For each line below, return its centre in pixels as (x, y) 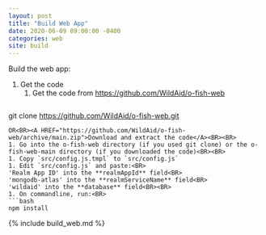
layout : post (30, 16)
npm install (28, 208)
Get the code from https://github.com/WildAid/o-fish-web (128, 93)
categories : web (36, 38)
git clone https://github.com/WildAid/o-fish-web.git (94, 116)
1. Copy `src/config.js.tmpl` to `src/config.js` (94, 159)
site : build (28, 46)
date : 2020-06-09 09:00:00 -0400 (65, 31)
